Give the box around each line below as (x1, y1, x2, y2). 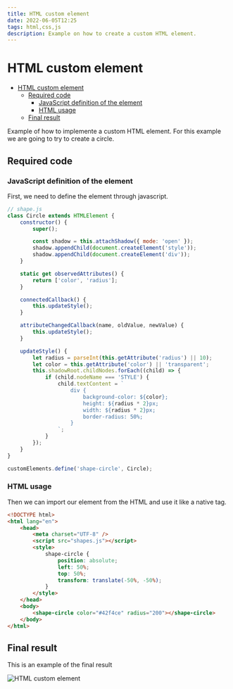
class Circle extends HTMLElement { (7, 212, 115, 219)
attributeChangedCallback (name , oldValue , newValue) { (20, 322, 184, 329)
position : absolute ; (57, 557, 118, 564)
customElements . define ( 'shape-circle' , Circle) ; (7, 465, 153, 472)
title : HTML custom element (7, 10, 90, 18)
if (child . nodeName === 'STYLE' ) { (44, 374, 150, 381)
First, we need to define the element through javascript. (7, 191, 169, 201)
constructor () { (20, 219, 68, 226)
